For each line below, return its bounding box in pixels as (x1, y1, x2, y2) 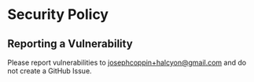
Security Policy (7, 6, 109, 24)
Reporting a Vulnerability (7, 37, 133, 50)
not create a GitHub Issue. (7, 66, 92, 76)
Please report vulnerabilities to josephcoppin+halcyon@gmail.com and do (7, 58, 247, 67)
